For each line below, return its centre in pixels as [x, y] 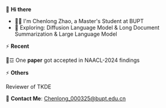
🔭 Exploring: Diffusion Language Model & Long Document [87, 28]
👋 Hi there [19, 9]
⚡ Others [17, 73]
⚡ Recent [17, 46]
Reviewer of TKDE [28, 87]
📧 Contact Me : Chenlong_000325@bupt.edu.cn [66, 98]
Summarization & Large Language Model [66, 34]
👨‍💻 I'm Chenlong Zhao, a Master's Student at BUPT [79, 21]
